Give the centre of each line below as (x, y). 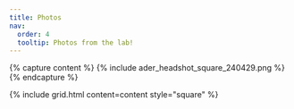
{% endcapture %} (44, 78)
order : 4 (34, 34)
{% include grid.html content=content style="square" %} (114, 95)
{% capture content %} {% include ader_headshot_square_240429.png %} (147, 68)
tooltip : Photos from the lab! (76, 42)
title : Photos (36, 17)
